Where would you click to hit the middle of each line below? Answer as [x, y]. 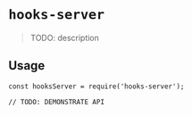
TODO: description [65, 37]
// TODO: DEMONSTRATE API [56, 102]
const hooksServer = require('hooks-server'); [96, 86]
